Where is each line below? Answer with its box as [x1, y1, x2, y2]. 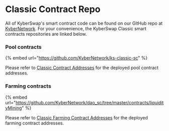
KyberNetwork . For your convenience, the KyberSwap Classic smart [5, 25, 147, 31]
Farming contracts [5, 83, 51, 90]
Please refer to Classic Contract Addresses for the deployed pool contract [5, 64, 159, 71]
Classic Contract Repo [5, 4, 101, 15]
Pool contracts [5, 43, 42, 50]
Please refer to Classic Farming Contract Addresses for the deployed [5, 114, 148, 120]
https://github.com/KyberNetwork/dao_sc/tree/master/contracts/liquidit [15, 99, 164, 105]
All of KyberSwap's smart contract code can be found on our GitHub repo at [5, 20, 163, 26]
